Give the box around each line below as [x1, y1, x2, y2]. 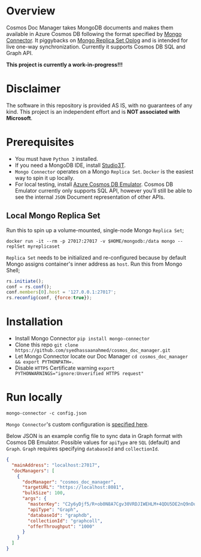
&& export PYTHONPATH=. [14, 359, 75, 366]
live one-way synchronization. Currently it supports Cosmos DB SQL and [6, 43, 185, 50]
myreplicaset [28, 244, 60, 249]
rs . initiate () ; [6, 278, 44, 284]
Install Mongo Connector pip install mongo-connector [14, 335, 150, 342]
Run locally [6, 391, 63, 404]
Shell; [6, 266, 20, 273]
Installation [6, 315, 63, 328]
